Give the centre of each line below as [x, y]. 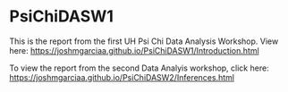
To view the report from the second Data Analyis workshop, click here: [140, 68]
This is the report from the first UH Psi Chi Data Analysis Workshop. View [144, 41]
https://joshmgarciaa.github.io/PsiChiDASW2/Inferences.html [122, 77]
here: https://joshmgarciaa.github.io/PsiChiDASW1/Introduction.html [134, 50]
